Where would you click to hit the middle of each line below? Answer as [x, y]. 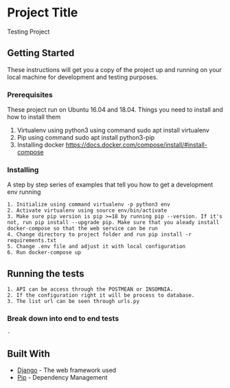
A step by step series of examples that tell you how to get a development [110, 185]
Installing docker [41, 145]
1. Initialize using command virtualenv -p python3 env [89, 205]
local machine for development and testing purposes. [83, 77]
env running [24, 192]
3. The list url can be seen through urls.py [73, 302]
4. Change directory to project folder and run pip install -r [100, 234]
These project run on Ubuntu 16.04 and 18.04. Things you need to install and [115, 110]
